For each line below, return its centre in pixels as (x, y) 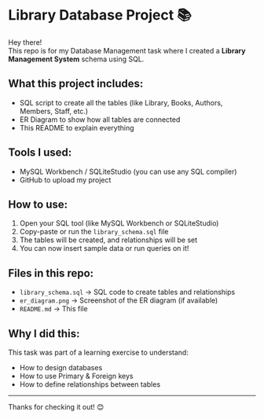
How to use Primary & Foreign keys (76, 376)
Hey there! (25, 42)
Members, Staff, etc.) (54, 111)
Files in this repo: (51, 273)
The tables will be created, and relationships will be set (108, 240)
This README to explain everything (77, 127)
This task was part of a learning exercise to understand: (98, 352)
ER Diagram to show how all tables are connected (100, 119)
